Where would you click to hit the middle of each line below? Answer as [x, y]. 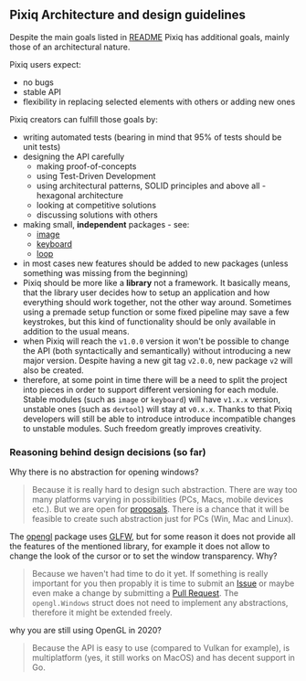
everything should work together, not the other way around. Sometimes [157, 302]
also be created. [53, 370]
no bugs [38, 82]
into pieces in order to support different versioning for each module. [150, 389]
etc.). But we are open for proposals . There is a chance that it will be [160, 509]
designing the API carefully [74, 156]
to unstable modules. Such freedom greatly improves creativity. [142, 428]
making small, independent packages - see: [106, 224]
